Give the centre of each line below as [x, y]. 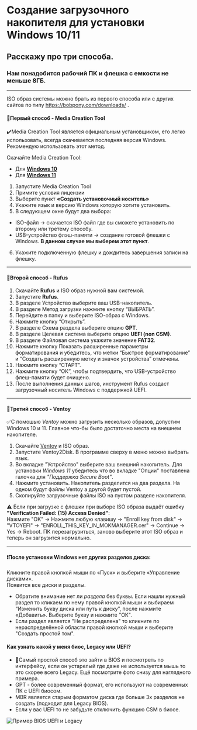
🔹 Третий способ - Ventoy [39, 409]
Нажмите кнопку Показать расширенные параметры [82, 347]
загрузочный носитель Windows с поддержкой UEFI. [81, 390]
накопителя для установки [76, 23]
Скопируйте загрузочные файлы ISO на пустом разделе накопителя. [101, 496]
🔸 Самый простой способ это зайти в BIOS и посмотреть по [89, 660]
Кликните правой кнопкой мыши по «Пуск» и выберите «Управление [93, 572]
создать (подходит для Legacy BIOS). [62, 703]
